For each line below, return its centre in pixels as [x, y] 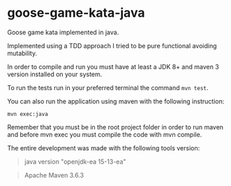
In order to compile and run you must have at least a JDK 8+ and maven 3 [113, 66]
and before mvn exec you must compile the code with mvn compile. [105, 134]
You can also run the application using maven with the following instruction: [116, 101]
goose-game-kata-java [76, 13]
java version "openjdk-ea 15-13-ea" [75, 162]
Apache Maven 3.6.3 [54, 175]
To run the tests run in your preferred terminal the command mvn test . [108, 87]
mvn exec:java [28, 114]
